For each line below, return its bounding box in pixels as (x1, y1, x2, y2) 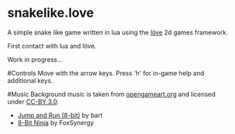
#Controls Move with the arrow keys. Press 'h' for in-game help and (7, 69, 205, 77)
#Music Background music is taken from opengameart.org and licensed (7, 90, 216, 98)
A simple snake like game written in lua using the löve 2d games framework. (7, 28, 229, 36)
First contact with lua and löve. (7, 41, 97, 50)
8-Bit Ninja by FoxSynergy (17, 118, 94, 127)
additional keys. (7, 76, 53, 85)
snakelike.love (7, 5, 94, 21)
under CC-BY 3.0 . (7, 97, 59, 106)
